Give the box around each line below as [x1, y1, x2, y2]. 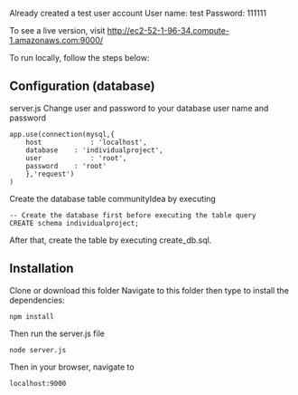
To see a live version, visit [9, 25, 106, 35]
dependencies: [9, 294, 65, 305]
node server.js [9, 345, 67, 354]
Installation [9, 261, 74, 276]
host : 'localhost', [25, 138, 147, 147]
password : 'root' [25, 161, 107, 170]
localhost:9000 [9, 379, 67, 388]
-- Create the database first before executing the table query [9, 210, 256, 220]
